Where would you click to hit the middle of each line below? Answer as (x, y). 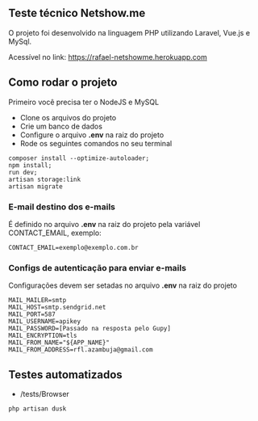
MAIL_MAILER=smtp (37, 301)
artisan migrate (35, 186)
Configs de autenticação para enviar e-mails (98, 267)
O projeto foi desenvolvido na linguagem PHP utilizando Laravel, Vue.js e (129, 32)
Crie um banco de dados (61, 126)
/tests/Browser (45, 394)
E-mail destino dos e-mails (62, 207)
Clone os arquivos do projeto (68, 117)
